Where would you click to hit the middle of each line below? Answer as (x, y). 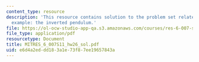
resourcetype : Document (36, 39)
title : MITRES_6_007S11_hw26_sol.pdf (53, 45)
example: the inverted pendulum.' (54, 22)
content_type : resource (36, 12)
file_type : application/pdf (41, 34)
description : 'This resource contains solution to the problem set (91, 17)
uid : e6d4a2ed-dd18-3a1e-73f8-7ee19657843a (61, 50)
